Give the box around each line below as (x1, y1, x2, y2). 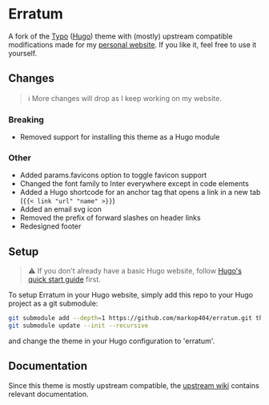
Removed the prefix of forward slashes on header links (19, 213, 202, 223)
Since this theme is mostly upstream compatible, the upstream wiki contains (8, 380, 260, 390)
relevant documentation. (8, 389, 90, 399)
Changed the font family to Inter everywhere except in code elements (19, 179, 250, 188)
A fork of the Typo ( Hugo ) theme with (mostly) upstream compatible (8, 31, 233, 41)
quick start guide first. (27, 274, 102, 285)
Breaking (8, 114, 44, 125)
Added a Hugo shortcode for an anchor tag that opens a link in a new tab (19, 188, 261, 197)
